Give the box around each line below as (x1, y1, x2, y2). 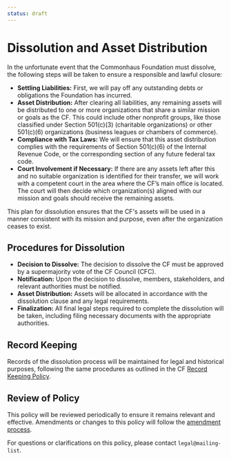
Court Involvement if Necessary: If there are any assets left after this (17, 164, 215, 173)
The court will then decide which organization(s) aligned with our (17, 186, 202, 194)
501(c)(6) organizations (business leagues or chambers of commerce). (17, 127, 219, 136)
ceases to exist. (7, 222, 52, 230)
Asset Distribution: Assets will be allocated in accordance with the (17, 290, 208, 298)
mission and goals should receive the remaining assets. (17, 194, 175, 202)
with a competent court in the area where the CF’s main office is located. (17, 179, 224, 187)
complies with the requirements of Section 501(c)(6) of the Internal (17, 142, 207, 151)
